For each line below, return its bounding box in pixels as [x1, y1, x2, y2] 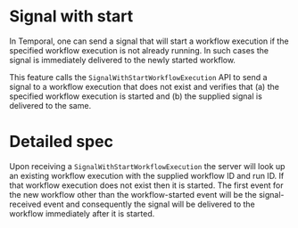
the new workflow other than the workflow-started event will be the [9, 189, 257, 199]
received [9, 199, 42, 209]
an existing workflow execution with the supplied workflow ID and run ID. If [9, 170, 285, 181]
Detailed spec [9, 132, 114, 152]
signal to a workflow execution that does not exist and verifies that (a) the [9, 81, 279, 92]
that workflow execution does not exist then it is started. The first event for [9, 180, 284, 191]
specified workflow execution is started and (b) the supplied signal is [9, 91, 263, 102]
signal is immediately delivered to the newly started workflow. [9, 54, 236, 65]
